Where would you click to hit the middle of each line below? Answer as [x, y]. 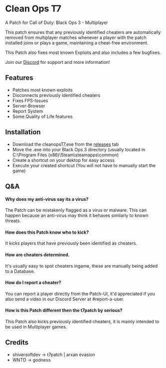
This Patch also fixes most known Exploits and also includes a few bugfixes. [83, 52]
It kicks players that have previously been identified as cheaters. [71, 243]
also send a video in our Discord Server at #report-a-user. [65, 299]
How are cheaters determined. [37, 255]
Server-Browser [29, 106]
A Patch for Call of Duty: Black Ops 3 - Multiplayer [57, 22]
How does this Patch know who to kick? [47, 232]
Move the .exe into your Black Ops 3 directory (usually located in [79, 149]
